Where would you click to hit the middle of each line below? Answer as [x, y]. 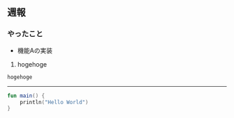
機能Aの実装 [35, 50]
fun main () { [26, 96]
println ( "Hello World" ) [54, 102]
